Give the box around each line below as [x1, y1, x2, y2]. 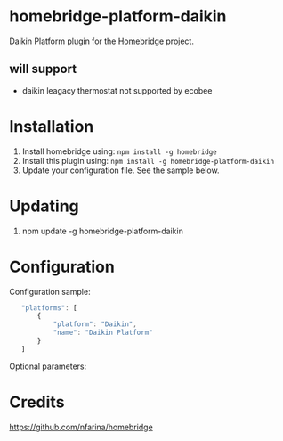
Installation [9, 116, 94, 136]
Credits [9, 392, 65, 412]
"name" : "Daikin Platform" [53, 328, 153, 338]
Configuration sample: [9, 286, 91, 297]
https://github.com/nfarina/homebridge [9, 421, 153, 432]
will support [9, 61, 77, 77]
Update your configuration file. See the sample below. [21, 165, 220, 176]
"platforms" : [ [20, 303, 77, 313]
